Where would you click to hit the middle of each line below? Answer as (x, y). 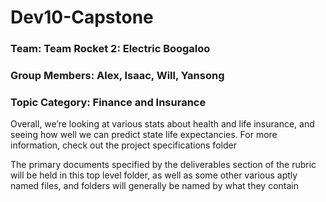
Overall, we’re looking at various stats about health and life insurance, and (162, 124)
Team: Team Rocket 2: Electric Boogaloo (110, 49)
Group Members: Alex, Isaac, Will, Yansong (117, 76)
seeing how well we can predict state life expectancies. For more (144, 135)
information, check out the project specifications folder (123, 145)
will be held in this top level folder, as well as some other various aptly (154, 175)
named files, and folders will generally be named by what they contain (154, 186)
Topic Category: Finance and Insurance (108, 102)
